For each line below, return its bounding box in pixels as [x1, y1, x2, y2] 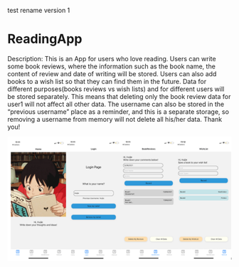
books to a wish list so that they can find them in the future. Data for [7, 77, 207, 85]
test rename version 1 [7, 6, 70, 14]
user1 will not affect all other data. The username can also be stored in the [7, 100, 225, 108]
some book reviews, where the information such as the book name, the [7, 62, 216, 70]
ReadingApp [7, 31, 83, 47]
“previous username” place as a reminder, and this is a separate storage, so [7, 107, 230, 116]
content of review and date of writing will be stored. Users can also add [7, 69, 217, 78]
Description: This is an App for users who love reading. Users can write [7, 54, 216, 63]
